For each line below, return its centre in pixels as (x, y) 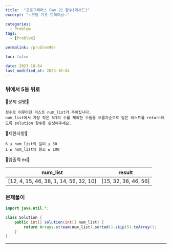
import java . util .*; (27, 208)
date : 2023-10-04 (24, 66)
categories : (18, 24)
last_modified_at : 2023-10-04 (38, 71)
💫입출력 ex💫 (18, 160)
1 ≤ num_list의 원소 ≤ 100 (33, 149)
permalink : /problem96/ (31, 48)
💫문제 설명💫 (17, 101)
